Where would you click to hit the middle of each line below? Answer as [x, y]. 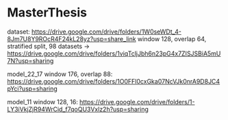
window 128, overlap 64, [172, 38]
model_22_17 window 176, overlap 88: [60, 74]
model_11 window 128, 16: [43, 101]
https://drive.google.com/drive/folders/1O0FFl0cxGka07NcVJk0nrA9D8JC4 [114, 81]
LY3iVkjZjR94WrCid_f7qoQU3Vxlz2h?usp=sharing [78, 109]
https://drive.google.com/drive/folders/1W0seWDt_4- [106, 32]
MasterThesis [47, 13]
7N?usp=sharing [30, 60]
